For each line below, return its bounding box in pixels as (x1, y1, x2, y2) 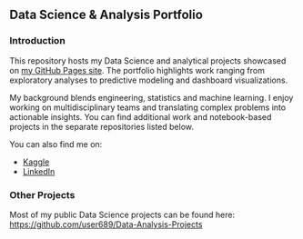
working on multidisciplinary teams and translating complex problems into (9, 102, 287, 113)
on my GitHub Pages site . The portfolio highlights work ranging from (9, 65, 266, 75)
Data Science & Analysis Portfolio (9, 7, 203, 23)
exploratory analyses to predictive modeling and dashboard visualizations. (9, 75, 288, 85)
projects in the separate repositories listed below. (9, 121, 194, 132)
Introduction (9, 35, 66, 47)
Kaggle (22, 156, 50, 167)
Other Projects (9, 188, 76, 201)
